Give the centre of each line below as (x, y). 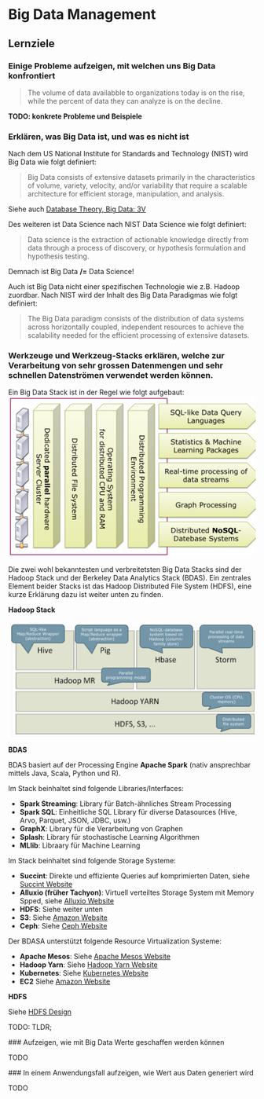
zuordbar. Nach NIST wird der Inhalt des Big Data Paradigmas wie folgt (123, 295)
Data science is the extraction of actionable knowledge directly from (138, 240)
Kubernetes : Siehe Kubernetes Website (84, 973)
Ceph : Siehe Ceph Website (63, 925)
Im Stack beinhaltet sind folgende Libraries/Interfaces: (96, 788)
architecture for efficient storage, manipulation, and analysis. (126, 194)
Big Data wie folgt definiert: (52, 162)
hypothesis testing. (58, 256)
